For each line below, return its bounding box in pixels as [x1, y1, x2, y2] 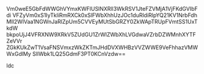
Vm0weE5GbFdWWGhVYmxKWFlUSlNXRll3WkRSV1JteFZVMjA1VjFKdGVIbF [6, 5, 198, 12]
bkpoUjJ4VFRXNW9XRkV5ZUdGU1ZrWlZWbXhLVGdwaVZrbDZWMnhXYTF [6, 31, 197, 38]
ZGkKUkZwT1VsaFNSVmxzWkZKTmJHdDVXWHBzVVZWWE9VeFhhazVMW [6, 44, 199, 51]
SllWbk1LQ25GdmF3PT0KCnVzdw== [32, 50, 126, 57]
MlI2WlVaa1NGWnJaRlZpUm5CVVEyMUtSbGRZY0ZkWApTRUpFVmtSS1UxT [6, 18, 198, 25]
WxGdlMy [6, 50, 32, 57]
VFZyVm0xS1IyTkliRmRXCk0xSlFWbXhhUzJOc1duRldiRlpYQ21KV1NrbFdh [12, 12, 197, 19]
